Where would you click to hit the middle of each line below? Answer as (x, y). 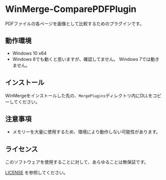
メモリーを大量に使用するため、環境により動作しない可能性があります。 (86, 132)
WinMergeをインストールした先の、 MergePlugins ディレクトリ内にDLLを (79, 95)
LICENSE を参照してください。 (37, 173)
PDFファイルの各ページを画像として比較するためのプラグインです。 (75, 23)
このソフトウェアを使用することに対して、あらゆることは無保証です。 (77, 162)
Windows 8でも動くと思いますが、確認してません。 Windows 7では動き (86, 59)
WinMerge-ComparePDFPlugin (71, 9)
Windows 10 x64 (29, 53)
